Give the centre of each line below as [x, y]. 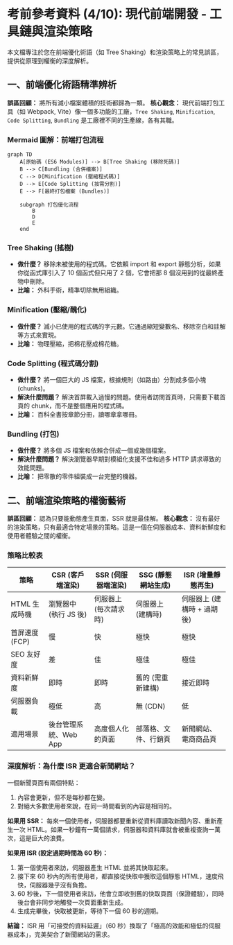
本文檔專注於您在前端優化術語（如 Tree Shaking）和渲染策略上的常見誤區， [115, 52]
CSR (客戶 [68, 575]
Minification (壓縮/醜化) [47, 310]
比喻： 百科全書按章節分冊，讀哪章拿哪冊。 [79, 414]
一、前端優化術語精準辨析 [62, 85]
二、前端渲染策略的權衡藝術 [67, 500]
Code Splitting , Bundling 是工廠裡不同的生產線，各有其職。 [93, 120]
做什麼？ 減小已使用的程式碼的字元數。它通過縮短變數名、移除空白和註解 [121, 326]
